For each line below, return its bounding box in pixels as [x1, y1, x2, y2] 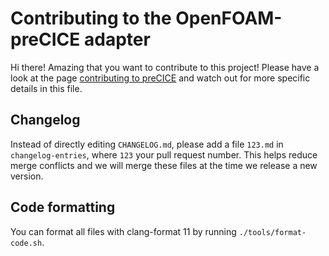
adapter [83, 28, 151, 51]
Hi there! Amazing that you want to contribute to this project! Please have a [10, 61, 320, 73]
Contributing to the [10, 7, 172, 30]
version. [10, 170, 44, 182]
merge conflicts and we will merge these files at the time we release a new [10, 159, 318, 171]
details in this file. [10, 82, 83, 94]
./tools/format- [238, 227, 307, 237]
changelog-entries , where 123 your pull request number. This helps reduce [10, 148, 318, 161]
